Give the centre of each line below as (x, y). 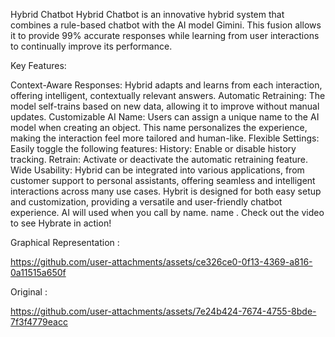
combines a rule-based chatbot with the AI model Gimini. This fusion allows (166, 25)
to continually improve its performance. (91, 46)
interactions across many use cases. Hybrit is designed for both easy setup (166, 191)
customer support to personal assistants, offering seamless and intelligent (163, 180)
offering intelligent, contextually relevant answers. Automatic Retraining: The (168, 95)
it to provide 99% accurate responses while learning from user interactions (165, 35)
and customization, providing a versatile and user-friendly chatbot (146, 202)
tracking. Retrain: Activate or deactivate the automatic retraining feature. (159, 159)
